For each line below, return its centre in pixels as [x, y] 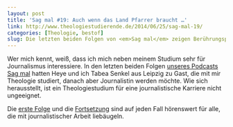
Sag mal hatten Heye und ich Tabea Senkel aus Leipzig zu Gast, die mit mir [114, 74]
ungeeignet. [24, 96]
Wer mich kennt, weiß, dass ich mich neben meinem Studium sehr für [106, 59]
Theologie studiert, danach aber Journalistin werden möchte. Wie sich [107, 81]
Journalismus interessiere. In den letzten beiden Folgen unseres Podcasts [113, 66]
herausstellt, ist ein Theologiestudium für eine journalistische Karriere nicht [114, 88]
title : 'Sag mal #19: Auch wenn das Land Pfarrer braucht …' [97, 20]
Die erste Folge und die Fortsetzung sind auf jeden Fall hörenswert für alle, [114, 109]
